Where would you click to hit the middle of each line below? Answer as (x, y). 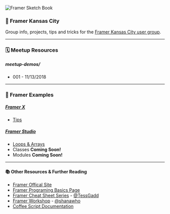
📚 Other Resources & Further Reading (46, 171)
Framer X (15, 107)
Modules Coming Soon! (37, 155)
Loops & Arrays (29, 144)
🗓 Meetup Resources (32, 50)
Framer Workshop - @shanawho (47, 201)
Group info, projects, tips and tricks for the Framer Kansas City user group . (83, 32)
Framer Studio (21, 131)
